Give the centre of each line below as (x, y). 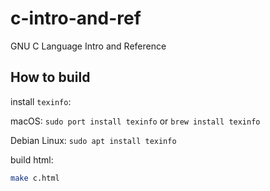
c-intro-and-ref (76, 18)
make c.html (35, 178)
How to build (50, 77)
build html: (32, 159)
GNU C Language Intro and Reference (88, 46)
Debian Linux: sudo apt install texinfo (93, 140)
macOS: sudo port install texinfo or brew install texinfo (135, 121)
